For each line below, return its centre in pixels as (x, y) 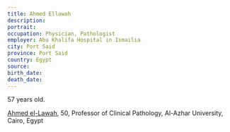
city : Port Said (31, 47)
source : (19, 66)
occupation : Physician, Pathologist (61, 34)
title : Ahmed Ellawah (39, 14)
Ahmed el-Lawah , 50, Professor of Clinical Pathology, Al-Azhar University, (115, 113)
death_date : (25, 79)
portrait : (22, 27)
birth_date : (25, 73)
